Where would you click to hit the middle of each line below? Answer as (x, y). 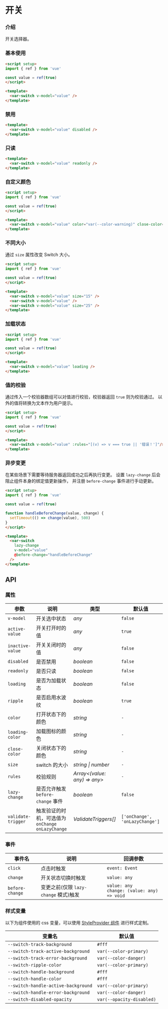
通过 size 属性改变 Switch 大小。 (39, 255)
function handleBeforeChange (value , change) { (54, 513)
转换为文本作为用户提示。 (49, 403)
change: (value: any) (132, 890)
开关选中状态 (51, 619)
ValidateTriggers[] (94, 819)
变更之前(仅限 (57, 887)
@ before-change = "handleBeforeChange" (53, 555)
